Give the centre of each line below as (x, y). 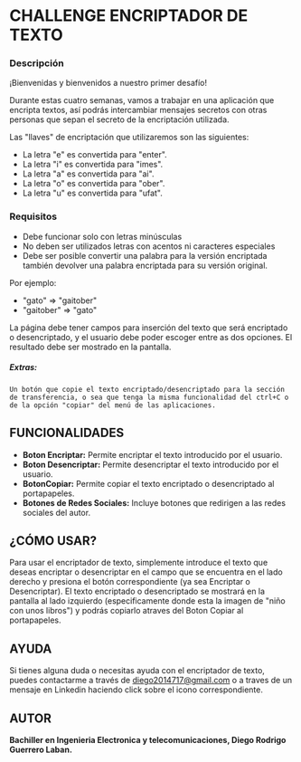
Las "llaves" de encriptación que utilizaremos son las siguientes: (129, 138)
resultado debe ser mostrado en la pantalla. (90, 347)
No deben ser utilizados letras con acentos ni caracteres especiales (149, 246)
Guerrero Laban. (41, 749)
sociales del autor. (56, 512)
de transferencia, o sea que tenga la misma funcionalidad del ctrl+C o (149, 397)
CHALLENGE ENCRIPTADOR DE (129, 16)
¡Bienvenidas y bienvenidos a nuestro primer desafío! (108, 83)
